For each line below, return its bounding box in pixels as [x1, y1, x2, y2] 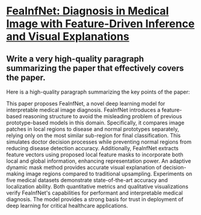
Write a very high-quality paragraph [6, 53, 144, 64]
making [6, 170, 25, 177]
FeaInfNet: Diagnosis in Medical [6, 4, 169, 18]
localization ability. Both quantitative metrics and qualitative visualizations [6, 183, 188, 190]
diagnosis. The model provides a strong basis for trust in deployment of [6, 196, 184, 202]
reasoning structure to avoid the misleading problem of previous [23, 113, 182, 120]
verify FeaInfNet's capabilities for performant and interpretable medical [6, 189, 183, 196]
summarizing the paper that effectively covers [6, 63, 184, 73]
